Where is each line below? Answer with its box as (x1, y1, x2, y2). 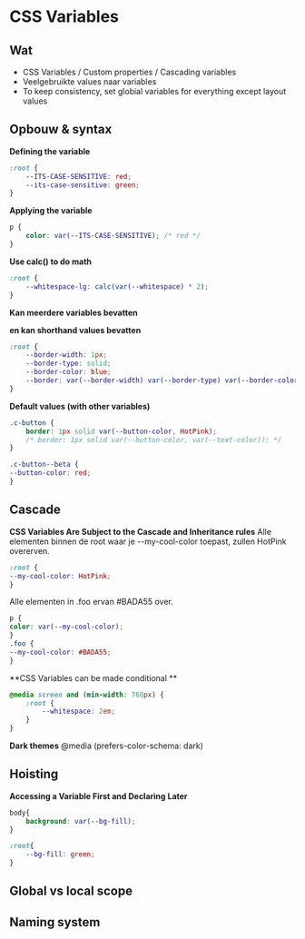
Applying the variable (9, 205, 93, 216)
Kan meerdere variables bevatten (9, 307, 138, 318)
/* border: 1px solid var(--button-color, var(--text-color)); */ (25, 435, 282, 444)
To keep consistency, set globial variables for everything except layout (22, 86, 287, 96)
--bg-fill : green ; (25, 850, 95, 859)
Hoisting (9, 766, 59, 782)
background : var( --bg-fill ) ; (25, 816, 136, 825)
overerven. (9, 545, 50, 556)
